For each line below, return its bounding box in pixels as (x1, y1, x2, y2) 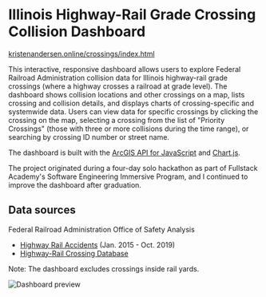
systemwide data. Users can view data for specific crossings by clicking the (8, 106, 259, 117)
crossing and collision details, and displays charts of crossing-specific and (8, 98, 254, 108)
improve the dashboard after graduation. (8, 180, 142, 189)
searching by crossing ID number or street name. (8, 132, 170, 141)
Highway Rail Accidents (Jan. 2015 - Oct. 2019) (19, 240, 176, 249)
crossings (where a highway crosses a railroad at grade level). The (8, 81, 228, 91)
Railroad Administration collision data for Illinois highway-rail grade (8, 73, 228, 82)
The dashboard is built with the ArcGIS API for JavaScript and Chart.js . (8, 148, 241, 157)
